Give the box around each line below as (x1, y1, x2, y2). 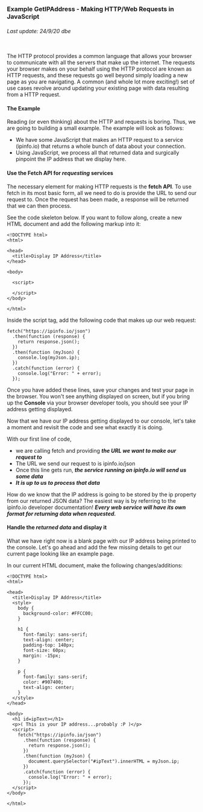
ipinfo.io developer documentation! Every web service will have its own (7, 504, 186, 511)
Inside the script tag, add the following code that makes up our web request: (7, 316, 196, 324)
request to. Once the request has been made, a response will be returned (7, 196, 189, 203)
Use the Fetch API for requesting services (7, 169, 114, 176)
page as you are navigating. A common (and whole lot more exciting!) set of (7, 78, 195, 86)
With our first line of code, (7, 435, 72, 443)
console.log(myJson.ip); (17, 354, 80, 360)
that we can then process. (7, 202, 72, 209)
